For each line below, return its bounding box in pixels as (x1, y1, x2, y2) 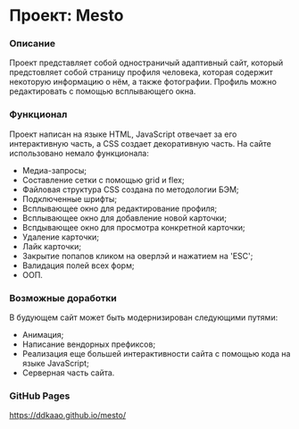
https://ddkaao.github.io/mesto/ (9, 410, 127, 421)
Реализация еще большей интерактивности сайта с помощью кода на (21, 349, 291, 359)
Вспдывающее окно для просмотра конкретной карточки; (21, 222, 245, 232)
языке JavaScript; (21, 358, 89, 369)
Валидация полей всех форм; (21, 260, 135, 271)
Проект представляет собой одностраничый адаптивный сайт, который (9, 57, 284, 68)
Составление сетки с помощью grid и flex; (21, 174, 185, 185)
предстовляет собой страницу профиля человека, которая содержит (9, 67, 274, 78)
